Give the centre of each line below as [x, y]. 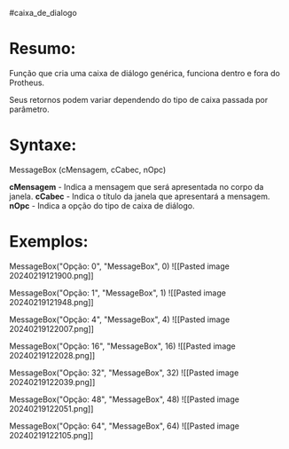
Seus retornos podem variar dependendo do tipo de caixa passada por [139, 99]
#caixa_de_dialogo [43, 13]
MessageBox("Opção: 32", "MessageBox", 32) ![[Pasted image [124, 373]
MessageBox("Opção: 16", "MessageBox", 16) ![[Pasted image [123, 346]
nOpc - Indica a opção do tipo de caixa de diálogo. [102, 205]
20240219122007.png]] [52, 328]
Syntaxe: [43, 145]
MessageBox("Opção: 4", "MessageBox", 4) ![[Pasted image [120, 319]
